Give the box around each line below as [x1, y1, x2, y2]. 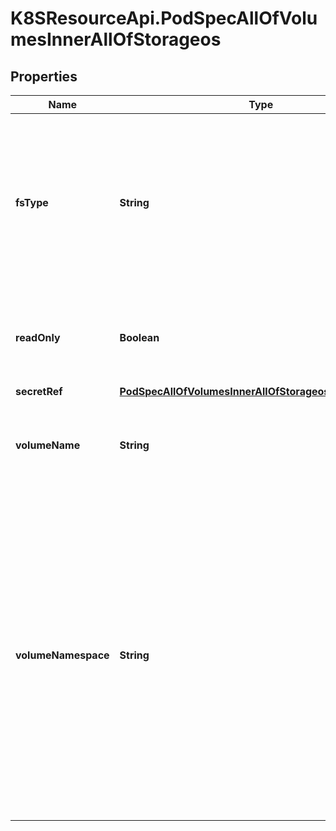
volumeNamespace [15, 648, 110, 662]
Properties [10, 68, 78, 85]
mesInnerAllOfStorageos [10, 28, 222, 51]
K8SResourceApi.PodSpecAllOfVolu [10, 7, 318, 30]
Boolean [119, 331, 160, 344]
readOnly [15, 331, 61, 344]
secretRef [15, 385, 63, 398]
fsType [15, 196, 49, 209]
